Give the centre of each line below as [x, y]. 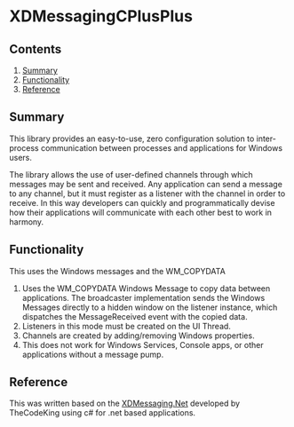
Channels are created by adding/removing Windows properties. [138, 336]
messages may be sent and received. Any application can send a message [146, 184]
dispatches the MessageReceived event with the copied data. [135, 316]
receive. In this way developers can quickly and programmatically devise [142, 202]
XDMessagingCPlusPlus [101, 16]
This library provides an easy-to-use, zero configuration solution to [132, 138]
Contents [36, 49]
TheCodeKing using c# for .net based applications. [103, 413]
